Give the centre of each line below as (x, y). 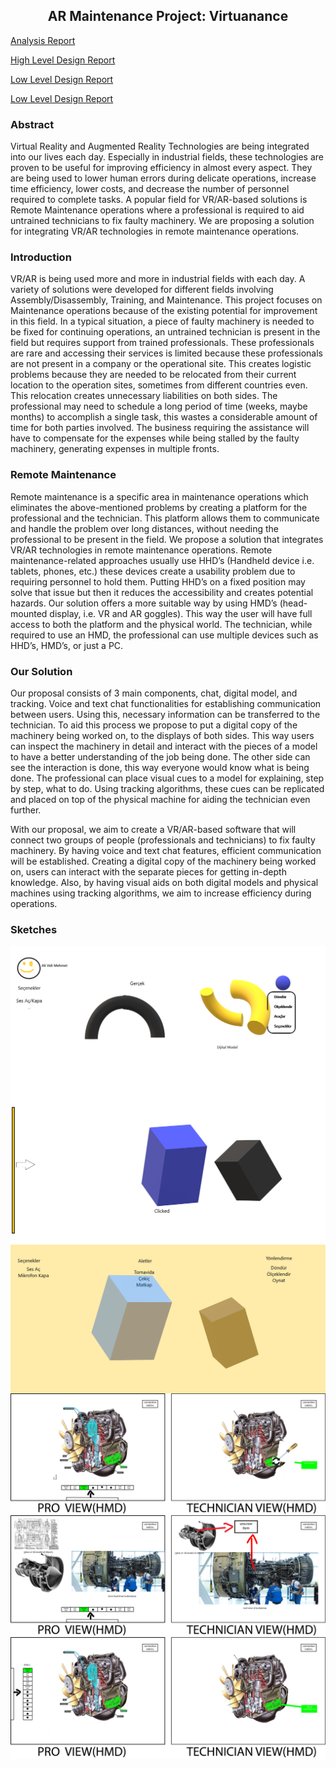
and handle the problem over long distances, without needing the (144, 528)
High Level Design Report (63, 60)
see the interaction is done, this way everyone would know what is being (160, 767)
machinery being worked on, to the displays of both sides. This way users (162, 735)
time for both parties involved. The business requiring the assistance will (160, 428)
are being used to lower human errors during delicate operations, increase (163, 178)
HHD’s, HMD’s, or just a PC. (67, 645)
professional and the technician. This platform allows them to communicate (165, 518)
